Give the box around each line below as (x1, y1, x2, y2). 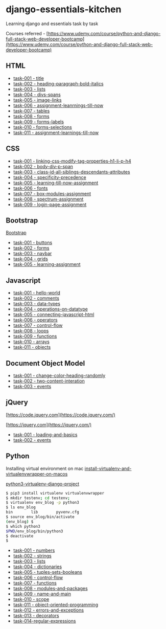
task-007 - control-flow (13, 322, 63, 328)
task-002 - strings (13, 553, 52, 559)
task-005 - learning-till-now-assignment (13, 179, 99, 186)
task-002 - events (13, 437, 52, 443)
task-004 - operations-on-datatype (13, 306, 88, 312)
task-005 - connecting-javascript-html (13, 311, 94, 318)
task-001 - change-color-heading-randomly (13, 372, 106, 378)
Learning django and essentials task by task (6, 20, 99, 27)
